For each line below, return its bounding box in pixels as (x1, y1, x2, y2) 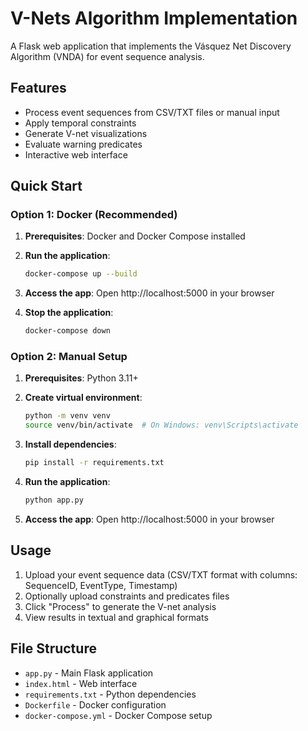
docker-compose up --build (24, 269, 138, 279)
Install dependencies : (24, 438, 117, 451)
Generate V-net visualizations (24, 127, 148, 139)
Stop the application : (24, 307, 114, 319)
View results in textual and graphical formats (24, 611, 209, 623)
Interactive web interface (24, 148, 128, 161)
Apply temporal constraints (24, 117, 137, 129)
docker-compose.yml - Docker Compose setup (24, 709, 213, 721)
